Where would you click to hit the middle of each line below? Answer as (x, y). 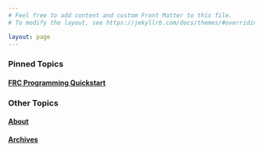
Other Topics (33, 102)
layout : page (29, 37)
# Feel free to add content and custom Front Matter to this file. (121, 15)
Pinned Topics (36, 64)
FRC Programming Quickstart (57, 82)
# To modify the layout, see (56, 23)
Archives (23, 139)
